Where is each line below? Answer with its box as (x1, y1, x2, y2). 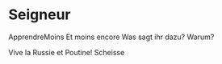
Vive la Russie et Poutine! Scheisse (8, 47, 125, 57)
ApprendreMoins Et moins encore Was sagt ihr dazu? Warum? (8, 32, 215, 42)
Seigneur (8, 6, 71, 24)
